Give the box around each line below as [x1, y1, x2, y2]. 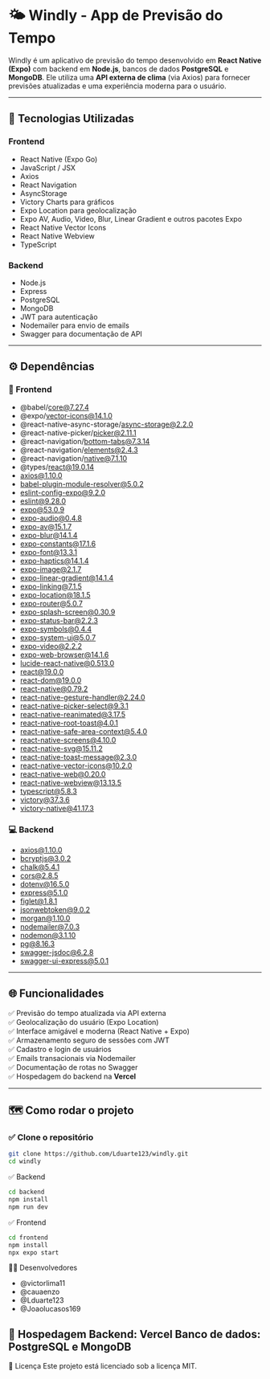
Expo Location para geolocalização [19, 206, 137, 215]
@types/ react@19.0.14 [19, 462, 95, 471]
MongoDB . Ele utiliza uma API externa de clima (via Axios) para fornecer [8, 72, 251, 82]
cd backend [8, 1188, 45, 1197]
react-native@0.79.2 [19, 683, 88, 693]
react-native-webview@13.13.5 [19, 777, 122, 787]
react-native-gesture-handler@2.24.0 [19, 692, 145, 702]
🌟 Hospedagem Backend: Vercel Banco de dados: [8, 1327, 261, 1341]
